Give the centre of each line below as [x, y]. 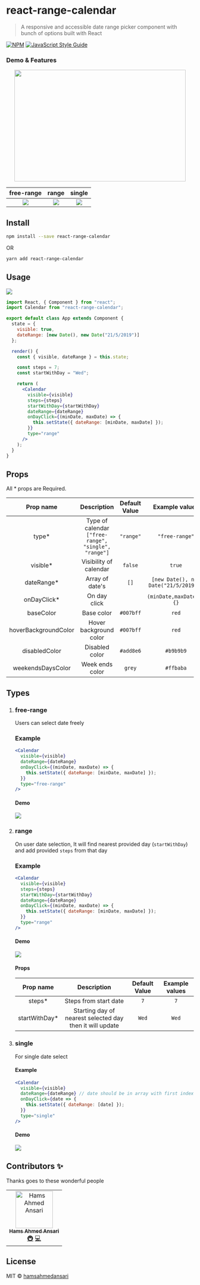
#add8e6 [131, 651]
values [176, 991]
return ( [28, 384]
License [21, 1261]
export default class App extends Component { [65, 318]
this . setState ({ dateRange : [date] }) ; [75, 1105]
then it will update [94, 1026]
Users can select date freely [49, 723]
